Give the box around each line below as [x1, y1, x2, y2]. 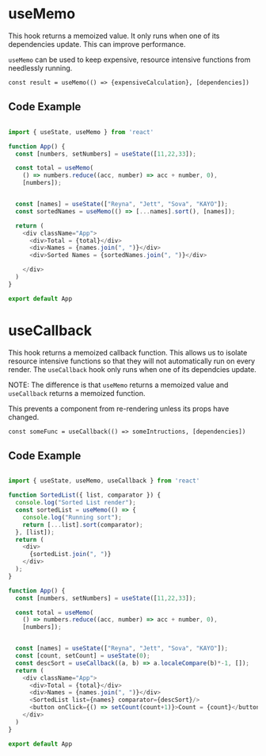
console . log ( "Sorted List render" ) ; [15, 499, 136, 507]
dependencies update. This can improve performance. [8, 39, 186, 48]
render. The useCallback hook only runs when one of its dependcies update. [8, 364, 257, 374]
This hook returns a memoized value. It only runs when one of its [8, 31, 220, 40]
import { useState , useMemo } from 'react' [8, 128, 154, 136]
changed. [8, 412, 40, 421]
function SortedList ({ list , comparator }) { [8, 491, 161, 500]
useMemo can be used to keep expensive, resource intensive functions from [8, 55, 251, 64]
